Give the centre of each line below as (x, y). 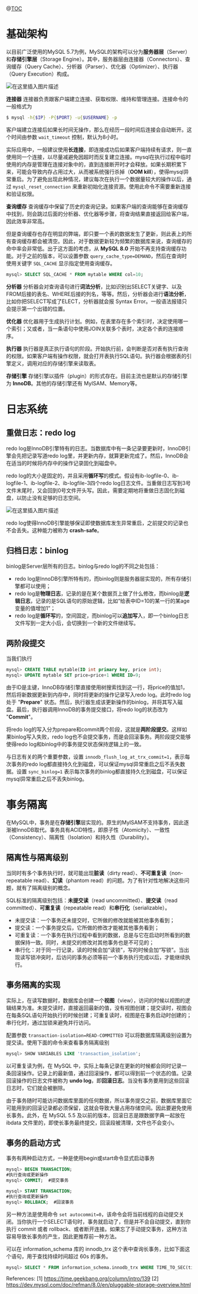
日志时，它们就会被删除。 (37, 1088)
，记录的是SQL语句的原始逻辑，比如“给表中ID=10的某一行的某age (110, 601)
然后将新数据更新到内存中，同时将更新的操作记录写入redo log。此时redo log (98, 695)
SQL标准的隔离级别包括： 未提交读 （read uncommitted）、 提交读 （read (92, 900)
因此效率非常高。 (27, 221)
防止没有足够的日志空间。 (52, 498)
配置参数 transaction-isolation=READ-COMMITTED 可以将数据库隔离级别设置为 (99, 1035)
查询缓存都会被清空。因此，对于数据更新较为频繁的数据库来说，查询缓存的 (101, 241)
